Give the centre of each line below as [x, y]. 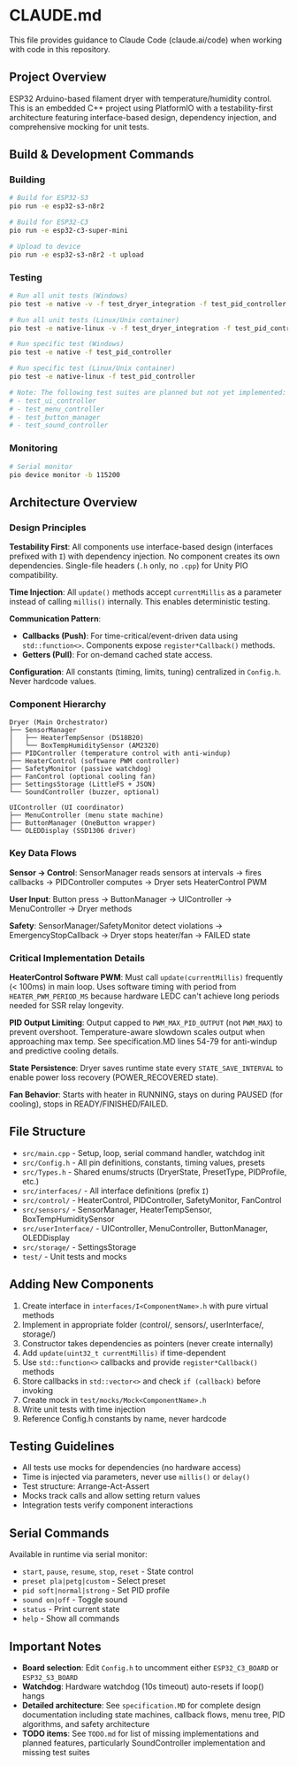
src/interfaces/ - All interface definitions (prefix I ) [115, 1191]
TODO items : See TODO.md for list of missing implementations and [140, 1734]
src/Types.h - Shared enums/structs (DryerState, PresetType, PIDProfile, [154, 1172]
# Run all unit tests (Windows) [69, 296]
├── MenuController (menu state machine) [87, 815]
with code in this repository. [60, 49]
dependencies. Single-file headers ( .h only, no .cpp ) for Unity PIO [129, 566]
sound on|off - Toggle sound [75, 1600]
